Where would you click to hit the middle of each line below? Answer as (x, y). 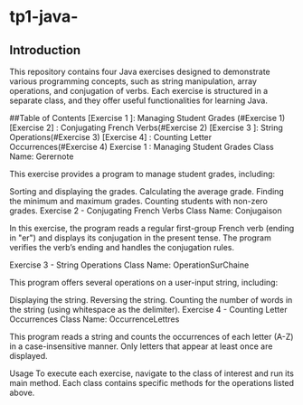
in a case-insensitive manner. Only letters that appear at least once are (141, 346)
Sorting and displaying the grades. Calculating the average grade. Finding (147, 191)
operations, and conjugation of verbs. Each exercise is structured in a (139, 91)
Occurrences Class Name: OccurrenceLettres (95, 319)
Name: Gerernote (42, 156)
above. (22, 392)
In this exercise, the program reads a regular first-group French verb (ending (152, 228)
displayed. (28, 356)
